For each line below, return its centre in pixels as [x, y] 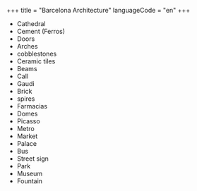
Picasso [28, 121]
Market [27, 136]
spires [26, 99]
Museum [30, 173]
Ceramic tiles [36, 61]
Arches [27, 46]
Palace [27, 143]
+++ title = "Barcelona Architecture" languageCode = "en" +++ [98, 10]
